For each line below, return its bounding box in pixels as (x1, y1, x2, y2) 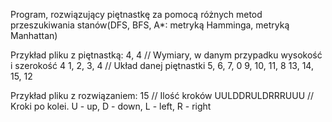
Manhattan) (10, 30, 58, 41)
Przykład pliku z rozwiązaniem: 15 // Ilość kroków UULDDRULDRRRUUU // (10, 90, 315, 101)
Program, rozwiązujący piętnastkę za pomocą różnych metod (10, 9, 263, 20)
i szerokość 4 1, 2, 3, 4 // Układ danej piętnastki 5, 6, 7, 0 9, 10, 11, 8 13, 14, (10, 60, 314, 71)
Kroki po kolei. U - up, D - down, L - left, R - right (10, 100, 212, 112)
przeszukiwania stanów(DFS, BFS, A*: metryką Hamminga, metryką (10, 19, 290, 31)
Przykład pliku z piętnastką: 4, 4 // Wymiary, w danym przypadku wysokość (10, 49, 323, 61)
